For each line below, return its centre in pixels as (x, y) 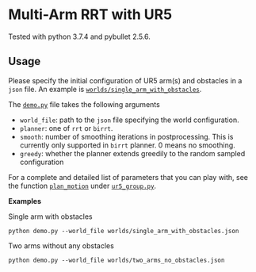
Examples (25, 201)
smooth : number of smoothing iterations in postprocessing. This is (126, 136)
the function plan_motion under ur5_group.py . (82, 186)
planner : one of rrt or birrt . (66, 128)
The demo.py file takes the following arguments (84, 104)
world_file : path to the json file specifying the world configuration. (129, 120)
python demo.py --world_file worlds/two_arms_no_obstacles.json (117, 260)
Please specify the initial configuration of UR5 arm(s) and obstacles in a (125, 80)
